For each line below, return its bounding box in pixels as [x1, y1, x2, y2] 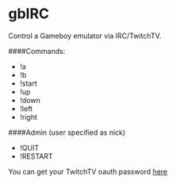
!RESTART [19, 151, 53, 161]
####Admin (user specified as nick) [8, 128, 126, 137]
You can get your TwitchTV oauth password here [8, 167, 168, 176]
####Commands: [8, 46, 66, 56]
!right [19, 112, 38, 121]
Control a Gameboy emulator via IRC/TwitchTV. [8, 31, 162, 40]
